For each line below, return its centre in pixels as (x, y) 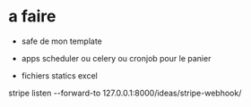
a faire (32, 16)
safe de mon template (61, 41)
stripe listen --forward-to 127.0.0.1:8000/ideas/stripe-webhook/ (125, 93)
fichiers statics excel (59, 75)
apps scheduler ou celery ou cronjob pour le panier (116, 58)
